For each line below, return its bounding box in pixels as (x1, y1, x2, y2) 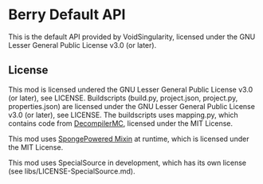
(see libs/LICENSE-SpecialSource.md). (8, 166, 135, 176)
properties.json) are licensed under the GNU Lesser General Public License (8, 101, 255, 111)
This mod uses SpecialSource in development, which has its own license (8, 158, 247, 167)
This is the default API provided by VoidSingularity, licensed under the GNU (8, 32, 256, 41)
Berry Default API (8, 6, 126, 24)
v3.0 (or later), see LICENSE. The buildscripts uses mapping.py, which (8, 110, 239, 119)
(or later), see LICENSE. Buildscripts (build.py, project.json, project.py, (8, 93, 238, 103)
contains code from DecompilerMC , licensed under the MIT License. (8, 118, 234, 128)
